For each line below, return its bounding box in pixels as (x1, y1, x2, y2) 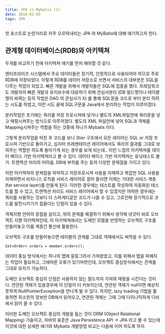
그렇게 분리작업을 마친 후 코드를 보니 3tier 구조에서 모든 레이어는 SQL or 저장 (5, 135, 153, 141)
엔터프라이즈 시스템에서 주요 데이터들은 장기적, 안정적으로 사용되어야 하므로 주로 (5, 71, 159, 77)
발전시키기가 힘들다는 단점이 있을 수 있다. (14, 200, 94, 207)
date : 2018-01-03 (5, 12, 41, 17)
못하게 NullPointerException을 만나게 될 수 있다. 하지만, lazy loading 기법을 (5, 288, 152, 294)
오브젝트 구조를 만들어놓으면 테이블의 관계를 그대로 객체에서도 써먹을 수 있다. (5, 234, 153, 240)
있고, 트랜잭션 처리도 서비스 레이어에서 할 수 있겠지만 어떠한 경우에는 (24, 188, 156, 195)
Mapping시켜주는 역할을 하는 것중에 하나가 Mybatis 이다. (5, 124, 116, 131)
